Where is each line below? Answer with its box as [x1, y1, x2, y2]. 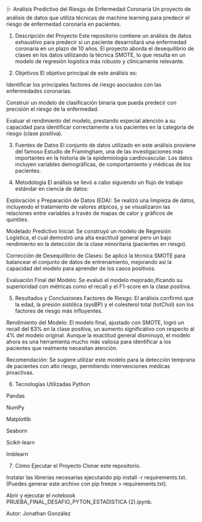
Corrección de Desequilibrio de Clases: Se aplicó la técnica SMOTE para [6, 252, 186, 259]
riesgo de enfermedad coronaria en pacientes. [6, 20, 121, 28]
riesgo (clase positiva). [6, 130, 63, 137]
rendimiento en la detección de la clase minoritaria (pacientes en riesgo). [6, 241, 188, 247]
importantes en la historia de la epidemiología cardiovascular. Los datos [14, 155, 193, 161]
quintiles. [6, 216, 29, 223]
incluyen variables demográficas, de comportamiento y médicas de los [14, 161, 191, 168]
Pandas [6, 392, 25, 399]
